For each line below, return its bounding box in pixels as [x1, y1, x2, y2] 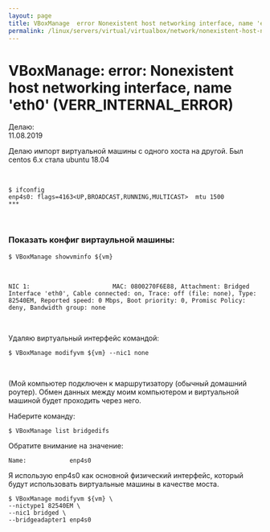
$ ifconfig [8, 186, 45, 194]
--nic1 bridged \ [8, 509, 67, 517]
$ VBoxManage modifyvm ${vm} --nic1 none [8, 348, 149, 357]
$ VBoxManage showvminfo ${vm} [8, 253, 113, 261]
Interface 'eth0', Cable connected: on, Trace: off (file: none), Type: [8, 289, 257, 298]
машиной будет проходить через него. [8, 395, 142, 405]
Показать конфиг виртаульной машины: [8, 234, 175, 245]
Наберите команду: [8, 411, 76, 421]
